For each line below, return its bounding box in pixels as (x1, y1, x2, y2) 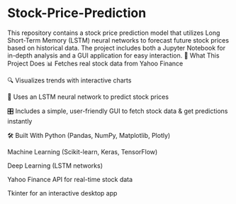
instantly (7, 117, 33, 125)
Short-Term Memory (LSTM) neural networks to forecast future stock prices (7, 36, 229, 44)
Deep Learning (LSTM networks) (7, 161, 103, 170)
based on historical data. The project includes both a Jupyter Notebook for (7, 43, 226, 52)
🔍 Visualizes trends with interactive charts (7, 76, 132, 85)
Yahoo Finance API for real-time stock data (7, 175, 133, 183)
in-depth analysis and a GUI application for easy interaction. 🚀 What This (7, 51, 220, 60)
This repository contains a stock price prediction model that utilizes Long (7, 28, 220, 37)
